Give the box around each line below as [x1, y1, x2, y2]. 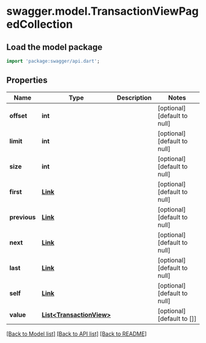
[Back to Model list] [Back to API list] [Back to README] [6, 330, 147, 337]
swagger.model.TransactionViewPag [6, 4, 199, 18]
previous [9, 213, 36, 221]
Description [116, 93, 152, 102]
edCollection [6, 17, 73, 31]
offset [9, 111, 28, 120]
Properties [6, 75, 48, 85]
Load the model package [6, 42, 103, 52]
